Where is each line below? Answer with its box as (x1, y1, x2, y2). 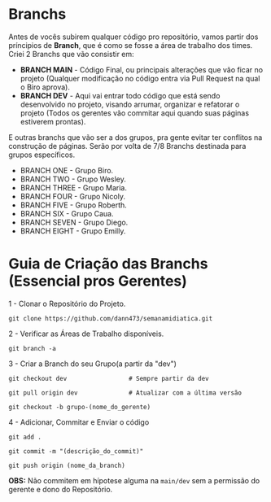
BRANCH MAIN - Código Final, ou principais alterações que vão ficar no (20, 64, 263, 74)
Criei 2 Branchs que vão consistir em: (8, 49, 134, 59)
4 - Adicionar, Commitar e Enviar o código (8, 417, 150, 427)
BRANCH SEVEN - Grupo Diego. (20, 217, 129, 227)
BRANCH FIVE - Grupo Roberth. (20, 200, 128, 210)
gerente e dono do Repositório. (8, 484, 113, 494)
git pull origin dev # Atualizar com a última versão (8, 388, 243, 397)
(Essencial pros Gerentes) (8, 272, 187, 290)
